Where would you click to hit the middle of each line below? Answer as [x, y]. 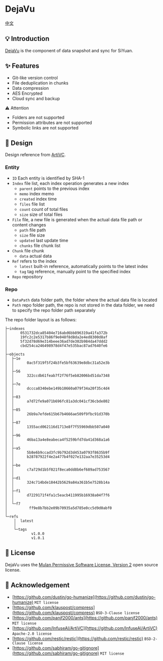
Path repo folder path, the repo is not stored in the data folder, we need [83, 305]
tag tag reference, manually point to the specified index [75, 271]
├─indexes [15, 329]
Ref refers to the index [34, 261]
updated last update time [44, 240]
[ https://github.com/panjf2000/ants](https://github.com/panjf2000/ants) [85, 618]
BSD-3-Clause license [118, 613]
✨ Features [22, 66]
